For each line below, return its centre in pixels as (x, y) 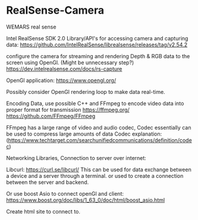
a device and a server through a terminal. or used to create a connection (95, 175)
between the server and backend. (48, 182)
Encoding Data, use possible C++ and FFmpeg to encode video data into (95, 103)
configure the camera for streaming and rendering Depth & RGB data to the (98, 56)
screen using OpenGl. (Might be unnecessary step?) (70, 62)
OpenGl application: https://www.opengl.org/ (61, 80)
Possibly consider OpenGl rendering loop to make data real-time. (86, 92)
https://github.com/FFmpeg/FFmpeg (51, 116)
